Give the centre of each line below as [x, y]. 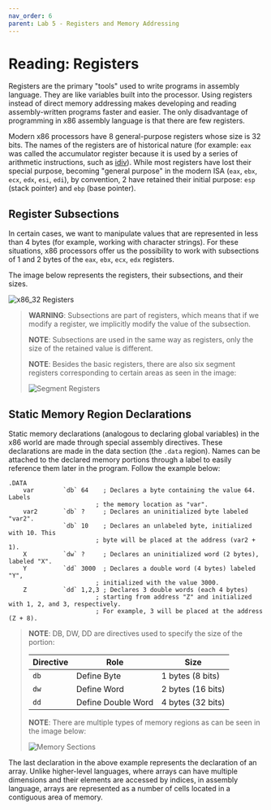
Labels [19, 498]
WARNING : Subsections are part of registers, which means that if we [144, 316]
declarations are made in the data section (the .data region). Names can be [135, 451]
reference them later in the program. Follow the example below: [114, 468]
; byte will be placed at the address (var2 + [175, 540]
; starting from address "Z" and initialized [174, 597]
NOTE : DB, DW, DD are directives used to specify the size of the [135, 634]
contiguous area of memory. [56, 797]
